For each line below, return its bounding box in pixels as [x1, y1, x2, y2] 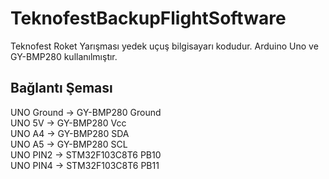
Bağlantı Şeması [10, 80, 113, 97]
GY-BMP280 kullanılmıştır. [10, 50, 118, 62]
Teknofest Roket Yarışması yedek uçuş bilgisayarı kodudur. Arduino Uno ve [10, 40, 319, 52]
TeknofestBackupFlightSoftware [10, 7, 287, 30]
